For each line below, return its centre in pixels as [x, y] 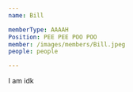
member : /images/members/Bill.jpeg [67, 44]
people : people [33, 52]
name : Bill [26, 15]
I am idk [21, 81]
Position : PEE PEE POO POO [53, 37]
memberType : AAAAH [38, 29]
